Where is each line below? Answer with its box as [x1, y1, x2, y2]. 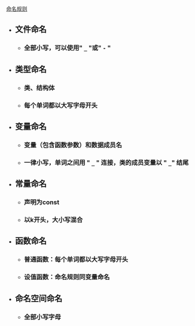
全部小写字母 [23, 313, 61, 321]
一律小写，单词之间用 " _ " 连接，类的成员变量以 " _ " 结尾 [23, 158, 189, 166]
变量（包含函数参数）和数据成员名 [23, 141, 123, 149]
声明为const [23, 198, 60, 206]
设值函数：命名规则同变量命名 [23, 273, 110, 281]
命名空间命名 [14, 293, 63, 303]
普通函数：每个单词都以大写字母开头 [23, 255, 129, 264]
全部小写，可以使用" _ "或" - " [23, 44, 111, 52]
